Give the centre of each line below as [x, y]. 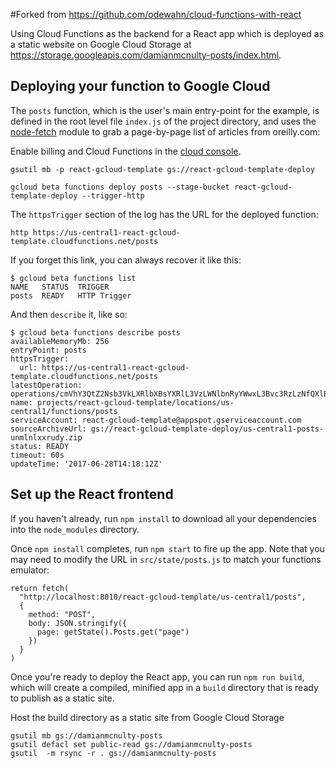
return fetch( [40, 588]
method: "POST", [62, 614]
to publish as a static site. [62, 698]
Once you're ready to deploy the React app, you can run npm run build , [157, 676]
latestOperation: [46, 385]
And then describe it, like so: [69, 314]
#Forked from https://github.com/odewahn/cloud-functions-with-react [156, 14]
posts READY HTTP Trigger [71, 295]
